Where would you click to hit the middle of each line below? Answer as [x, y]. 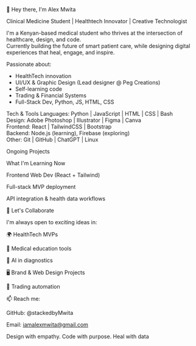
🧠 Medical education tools [39, 249]
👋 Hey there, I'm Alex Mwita [41, 9]
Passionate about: [29, 64]
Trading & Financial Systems [51, 95]
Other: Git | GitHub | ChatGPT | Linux [52, 139]
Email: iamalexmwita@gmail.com [47, 325]
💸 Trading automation [33, 287]
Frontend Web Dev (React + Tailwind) [53, 175]
